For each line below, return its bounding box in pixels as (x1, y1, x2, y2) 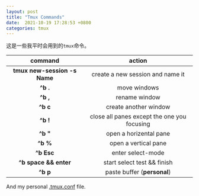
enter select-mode (111, 149, 165, 157)
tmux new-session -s (12, 66, 77, 75)
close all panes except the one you (89, 113, 187, 121)
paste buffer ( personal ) (105, 168, 171, 176)
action (129, 57, 147, 65)
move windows (117, 83, 159, 92)
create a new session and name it (91, 70, 185, 79)
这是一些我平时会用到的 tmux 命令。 (6, 42, 90, 49)
